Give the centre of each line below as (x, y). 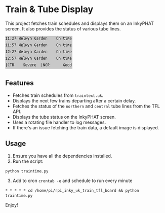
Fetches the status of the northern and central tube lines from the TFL (86, 106)
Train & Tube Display (49, 9)
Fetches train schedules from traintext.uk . (58, 95)
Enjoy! (12, 205)
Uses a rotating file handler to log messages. (59, 122)
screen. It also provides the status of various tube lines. (63, 28)
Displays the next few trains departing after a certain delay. (74, 100)
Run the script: (28, 161)
